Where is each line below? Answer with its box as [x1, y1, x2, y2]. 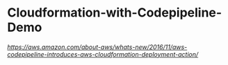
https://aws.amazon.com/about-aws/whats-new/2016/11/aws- [7, 43, 188, 51]
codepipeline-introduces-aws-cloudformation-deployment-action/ [7, 50, 199, 58]
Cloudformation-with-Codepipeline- [7, 5, 222, 21]
